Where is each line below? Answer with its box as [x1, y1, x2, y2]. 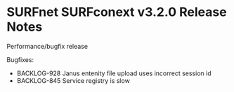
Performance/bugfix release [6, 42, 89, 50]
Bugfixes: [6, 55, 34, 63]
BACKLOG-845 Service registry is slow [16, 76, 131, 84]
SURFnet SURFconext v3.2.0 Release [6, 4, 227, 20]
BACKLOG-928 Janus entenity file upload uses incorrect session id [16, 69, 212, 77]
